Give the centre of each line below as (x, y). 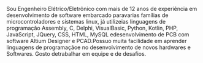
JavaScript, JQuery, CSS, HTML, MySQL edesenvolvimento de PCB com (98, 35)
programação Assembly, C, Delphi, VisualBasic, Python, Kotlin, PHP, (92, 28)
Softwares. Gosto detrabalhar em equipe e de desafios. (76, 54)
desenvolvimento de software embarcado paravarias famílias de (87, 15)
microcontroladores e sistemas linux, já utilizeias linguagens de (86, 22)
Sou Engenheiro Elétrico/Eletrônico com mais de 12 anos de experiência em (102, 9)
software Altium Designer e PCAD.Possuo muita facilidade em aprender (97, 41)
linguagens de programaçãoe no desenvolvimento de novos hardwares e (99, 47)
